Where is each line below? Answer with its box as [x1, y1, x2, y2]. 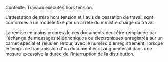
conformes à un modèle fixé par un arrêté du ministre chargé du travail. [5, 20, 156, 25]
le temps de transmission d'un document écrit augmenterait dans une [5, 46, 152, 51]
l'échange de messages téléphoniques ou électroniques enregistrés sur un [5, 35, 163, 41]
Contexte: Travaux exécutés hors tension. [5, 5, 93, 10]
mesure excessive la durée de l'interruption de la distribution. [5, 51, 135, 57]
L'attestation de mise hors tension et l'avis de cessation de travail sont [5, 14, 154, 20]
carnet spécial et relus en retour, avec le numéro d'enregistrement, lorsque [5, 40, 163, 46]
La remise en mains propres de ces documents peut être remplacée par [5, 29, 157, 35]
